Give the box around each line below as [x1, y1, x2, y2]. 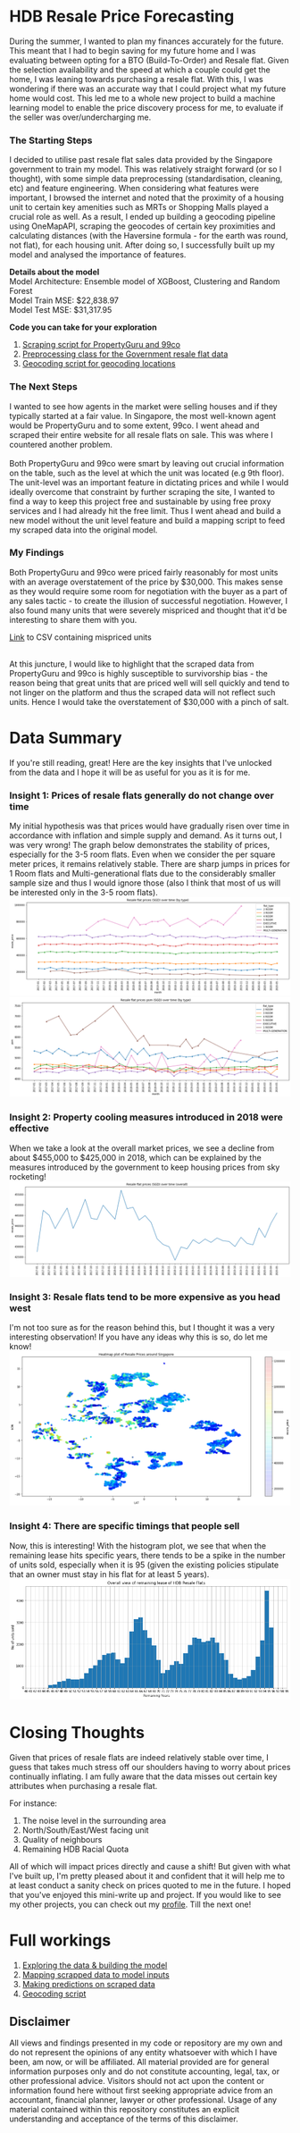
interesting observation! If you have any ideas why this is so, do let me [9, 1331, 268, 1342]
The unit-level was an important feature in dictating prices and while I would [9, 476, 289, 488]
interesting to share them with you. [9, 614, 137, 625]
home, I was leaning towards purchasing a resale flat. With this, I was [9, 73, 263, 84]
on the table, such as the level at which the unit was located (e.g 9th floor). [9, 467, 285, 478]
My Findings [9, 547, 64, 559]
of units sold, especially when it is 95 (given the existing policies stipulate [9, 1559, 279, 1570]
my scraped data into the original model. [9, 525, 158, 535]
